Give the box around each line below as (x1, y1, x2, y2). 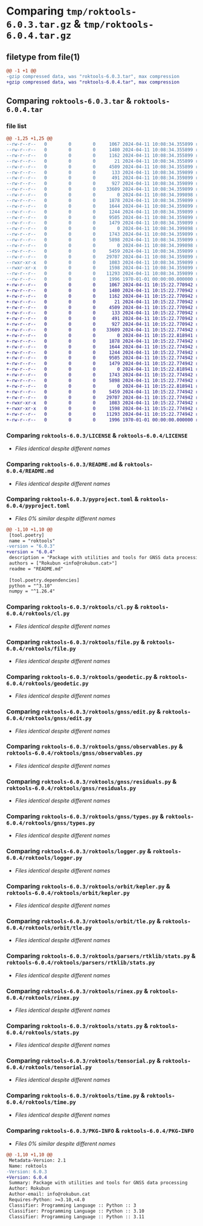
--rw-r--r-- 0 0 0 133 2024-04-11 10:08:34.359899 (6, 169, 193, 175)
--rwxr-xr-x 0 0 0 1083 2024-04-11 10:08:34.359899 (6, 259, 193, 266)
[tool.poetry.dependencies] (8, 577, 80, 583)
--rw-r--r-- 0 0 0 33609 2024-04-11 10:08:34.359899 (6, 186, 193, 192)
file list (6, 122, 27, 130)
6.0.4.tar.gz (6, 30, 71, 42)
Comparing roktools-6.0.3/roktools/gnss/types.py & (6, 812, 164, 821)
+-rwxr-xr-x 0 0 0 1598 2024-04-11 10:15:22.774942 (6, 405, 193, 412)
